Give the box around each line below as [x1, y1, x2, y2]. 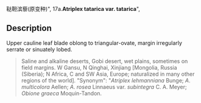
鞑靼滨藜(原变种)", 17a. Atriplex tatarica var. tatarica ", [6, 5, 140, 12]
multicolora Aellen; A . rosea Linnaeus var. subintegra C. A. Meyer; [21, 83, 187, 90]
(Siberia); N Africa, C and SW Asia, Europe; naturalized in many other [21, 70, 195, 78]
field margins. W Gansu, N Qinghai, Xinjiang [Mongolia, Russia [21, 64, 178, 71]
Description [6, 23, 52, 33]
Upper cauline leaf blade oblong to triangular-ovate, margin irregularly [6, 39, 183, 47]
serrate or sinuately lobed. [6, 45, 72, 53]
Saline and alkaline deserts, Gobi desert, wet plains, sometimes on [21, 57, 188, 65]
